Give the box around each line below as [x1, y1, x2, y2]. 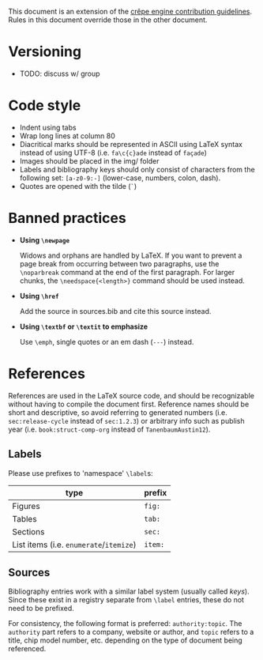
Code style [8, 96, 81, 115]
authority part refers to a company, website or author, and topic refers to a [8, 628, 254, 637]
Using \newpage [19, 235, 70, 244]
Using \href [19, 291, 59, 300]
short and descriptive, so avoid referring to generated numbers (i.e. [8, 407, 227, 417]
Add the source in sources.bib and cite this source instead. [19, 306, 212, 315]
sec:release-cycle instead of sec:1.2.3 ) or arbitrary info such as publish [8, 416, 245, 425]
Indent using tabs [19, 123, 77, 132]
